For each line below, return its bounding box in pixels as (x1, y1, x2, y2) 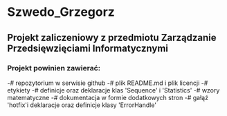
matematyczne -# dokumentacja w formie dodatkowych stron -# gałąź (7, 93, 209, 101)
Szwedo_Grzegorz (7, 4, 116, 20)
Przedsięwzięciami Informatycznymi (7, 42, 168, 54)
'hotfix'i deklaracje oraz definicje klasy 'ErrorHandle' (7, 101, 157, 109)
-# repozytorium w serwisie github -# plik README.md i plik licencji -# (7, 79, 208, 87)
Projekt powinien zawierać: (7, 63, 101, 72)
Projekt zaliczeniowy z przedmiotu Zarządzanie (7, 32, 217, 43)
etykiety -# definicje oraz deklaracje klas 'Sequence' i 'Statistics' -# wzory (7, 86, 220, 94)
